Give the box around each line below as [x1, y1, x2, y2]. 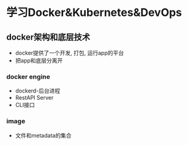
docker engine [6, 72, 51, 81]
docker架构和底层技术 [6, 32, 91, 42]
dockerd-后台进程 [15, 87, 61, 95]
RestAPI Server [15, 94, 54, 102]
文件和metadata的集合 [15, 132, 72, 139]
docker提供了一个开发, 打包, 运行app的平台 [15, 50, 124, 56]
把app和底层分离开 [15, 57, 63, 64]
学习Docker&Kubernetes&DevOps [6, 6, 182, 20]
